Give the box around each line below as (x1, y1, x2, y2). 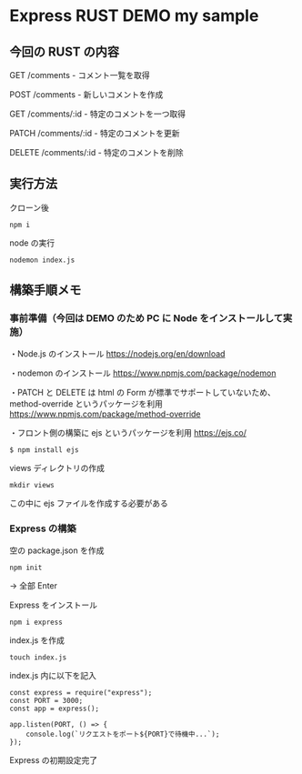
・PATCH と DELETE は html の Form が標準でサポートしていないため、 (9, 387, 276, 397)
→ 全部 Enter (9, 579, 57, 591)
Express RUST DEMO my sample (9, 5, 259, 26)
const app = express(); (9, 704, 100, 713)
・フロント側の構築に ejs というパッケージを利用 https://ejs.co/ (9, 427, 247, 437)
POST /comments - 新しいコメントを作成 (9, 89, 164, 100)
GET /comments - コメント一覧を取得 (9, 70, 150, 80)
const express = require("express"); (9, 688, 153, 697)
